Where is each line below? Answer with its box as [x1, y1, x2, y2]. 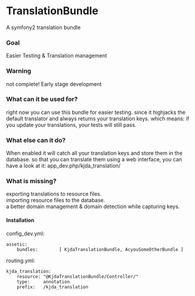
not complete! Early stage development [6, 80, 102, 87]
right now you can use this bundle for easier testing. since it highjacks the [6, 109, 186, 116]
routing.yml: [6, 257, 35, 264]
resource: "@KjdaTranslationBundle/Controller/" [17, 273, 139, 279]
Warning [6, 67, 31, 75]
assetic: [6, 241, 28, 247]
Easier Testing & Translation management [6, 52, 108, 59]
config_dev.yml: [6, 230, 45, 237]
